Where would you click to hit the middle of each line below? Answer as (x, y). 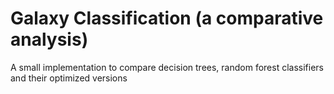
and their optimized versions (69, 78)
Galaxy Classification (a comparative (167, 18)
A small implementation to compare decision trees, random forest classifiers (167, 67)
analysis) (49, 39)
